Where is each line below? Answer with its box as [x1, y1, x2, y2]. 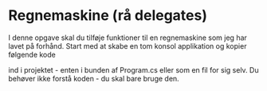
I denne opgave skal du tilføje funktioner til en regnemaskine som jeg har [8, 33, 247, 42]
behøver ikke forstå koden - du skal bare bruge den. [8, 73, 179, 83]
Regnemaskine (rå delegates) [8, 6, 207, 25]
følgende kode [8, 49, 56, 59]
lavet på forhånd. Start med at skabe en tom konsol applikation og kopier [8, 41, 247, 50]
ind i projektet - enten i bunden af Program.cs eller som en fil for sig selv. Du [8, 65, 259, 74]
